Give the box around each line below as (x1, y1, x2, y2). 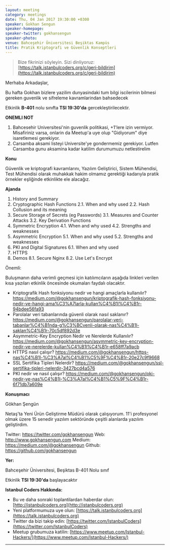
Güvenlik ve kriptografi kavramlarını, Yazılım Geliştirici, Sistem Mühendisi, (5, 165, 158, 171)
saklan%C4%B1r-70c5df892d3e (12, 327, 80, 333)
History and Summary (12, 195, 58, 202)
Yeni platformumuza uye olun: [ (12, 507, 78, 513)
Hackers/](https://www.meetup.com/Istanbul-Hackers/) (12, 534, 129, 540)
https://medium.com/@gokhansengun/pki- (65, 370, 155, 376)
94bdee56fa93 (12, 306, 45, 312)
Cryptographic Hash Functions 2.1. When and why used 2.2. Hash (12, 201, 150, 207)
